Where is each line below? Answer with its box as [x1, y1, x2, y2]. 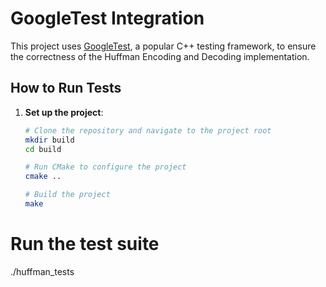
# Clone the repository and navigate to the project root [24, 125, 272, 136]
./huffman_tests [10, 265, 75, 277]
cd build [24, 144, 62, 154]
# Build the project [24, 190, 111, 200]
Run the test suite [10, 233, 160, 256]
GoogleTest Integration [10, 7, 205, 30]
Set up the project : [24, 106, 104, 118]
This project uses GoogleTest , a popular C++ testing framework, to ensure [10, 40, 317, 52]
